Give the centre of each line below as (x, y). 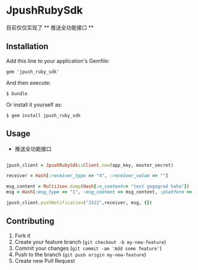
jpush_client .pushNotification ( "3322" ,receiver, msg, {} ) (79, 203)
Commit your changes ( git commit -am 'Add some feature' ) (88, 248)
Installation (27, 47)
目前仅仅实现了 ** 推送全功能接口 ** (50, 27)
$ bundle (17, 93)
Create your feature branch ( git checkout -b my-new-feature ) (90, 242)
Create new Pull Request (45, 261)
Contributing (30, 221)
